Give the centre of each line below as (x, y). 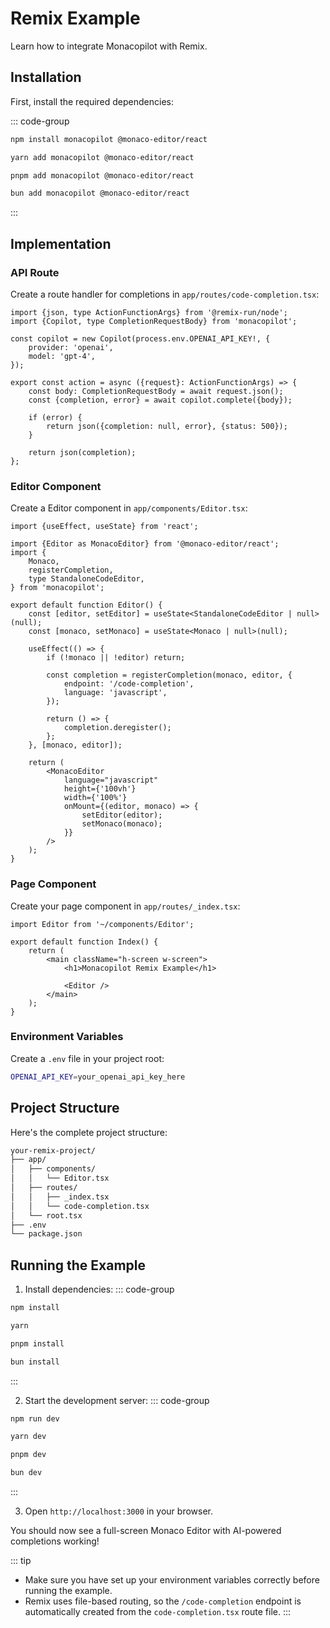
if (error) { (55, 417)
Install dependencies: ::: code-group (99, 1289)
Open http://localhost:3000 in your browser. (118, 1511)
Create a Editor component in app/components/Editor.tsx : (129, 508)
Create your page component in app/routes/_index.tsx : (125, 906)
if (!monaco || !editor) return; (116, 658)
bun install (35, 1362)
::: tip (21, 1561)
